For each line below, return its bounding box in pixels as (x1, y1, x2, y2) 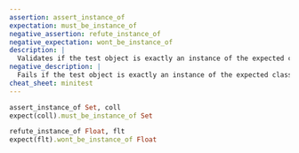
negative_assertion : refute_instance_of (9, 29, 162, 38)
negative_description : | (9, 63, 101, 72)
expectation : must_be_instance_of (9, 21, 138, 30)
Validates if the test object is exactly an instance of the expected (17, 54, 285, 63)
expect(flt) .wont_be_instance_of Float (9, 135, 158, 144)
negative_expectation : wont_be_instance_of (9, 37, 174, 47)
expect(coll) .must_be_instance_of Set (9, 111, 153, 120)
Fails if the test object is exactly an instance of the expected (17, 71, 269, 80)
